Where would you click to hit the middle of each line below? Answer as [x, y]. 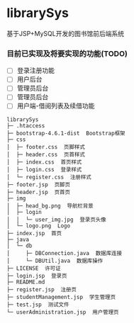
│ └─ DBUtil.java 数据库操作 [55, 261]
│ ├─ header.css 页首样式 [46, 154]
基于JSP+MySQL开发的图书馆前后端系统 [66, 33]
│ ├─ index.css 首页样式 [44, 162]
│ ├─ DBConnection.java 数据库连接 [64, 253]
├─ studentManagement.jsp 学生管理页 [61, 297]
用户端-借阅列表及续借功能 [56, 106]
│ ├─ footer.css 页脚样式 [46, 147]
